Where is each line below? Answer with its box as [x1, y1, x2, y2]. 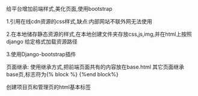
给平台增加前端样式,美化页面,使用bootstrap [6, 5, 113, 12]
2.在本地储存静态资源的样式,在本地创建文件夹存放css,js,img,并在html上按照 [6, 30, 193, 38]
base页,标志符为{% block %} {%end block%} [6, 71, 119, 78]
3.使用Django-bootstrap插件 [6, 51, 76, 58]
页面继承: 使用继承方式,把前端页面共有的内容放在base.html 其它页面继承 [6, 63, 185, 70]
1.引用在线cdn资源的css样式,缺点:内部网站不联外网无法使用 [6, 18, 152, 25]
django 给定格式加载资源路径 [6, 38, 78, 45]
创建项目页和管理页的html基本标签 [6, 83, 91, 91]
